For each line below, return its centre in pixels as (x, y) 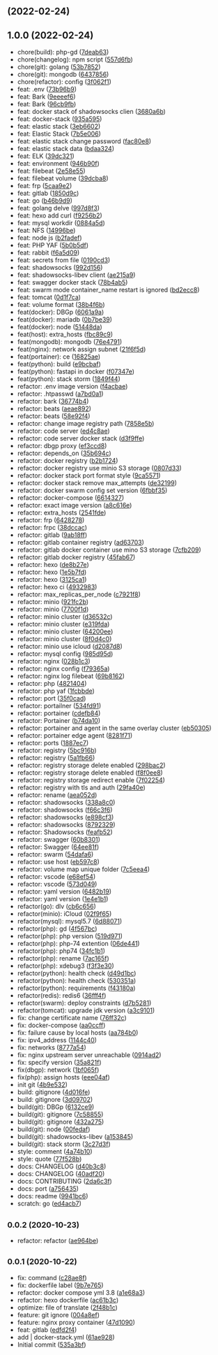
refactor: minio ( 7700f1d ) (53, 609)
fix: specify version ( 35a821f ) (59, 1063)
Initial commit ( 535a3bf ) (52, 1345)
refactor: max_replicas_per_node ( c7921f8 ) (79, 594)
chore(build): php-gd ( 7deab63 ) (63, 52)
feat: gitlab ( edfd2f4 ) (47, 1329)
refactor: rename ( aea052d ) (57, 795)
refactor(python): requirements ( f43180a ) (76, 988)
